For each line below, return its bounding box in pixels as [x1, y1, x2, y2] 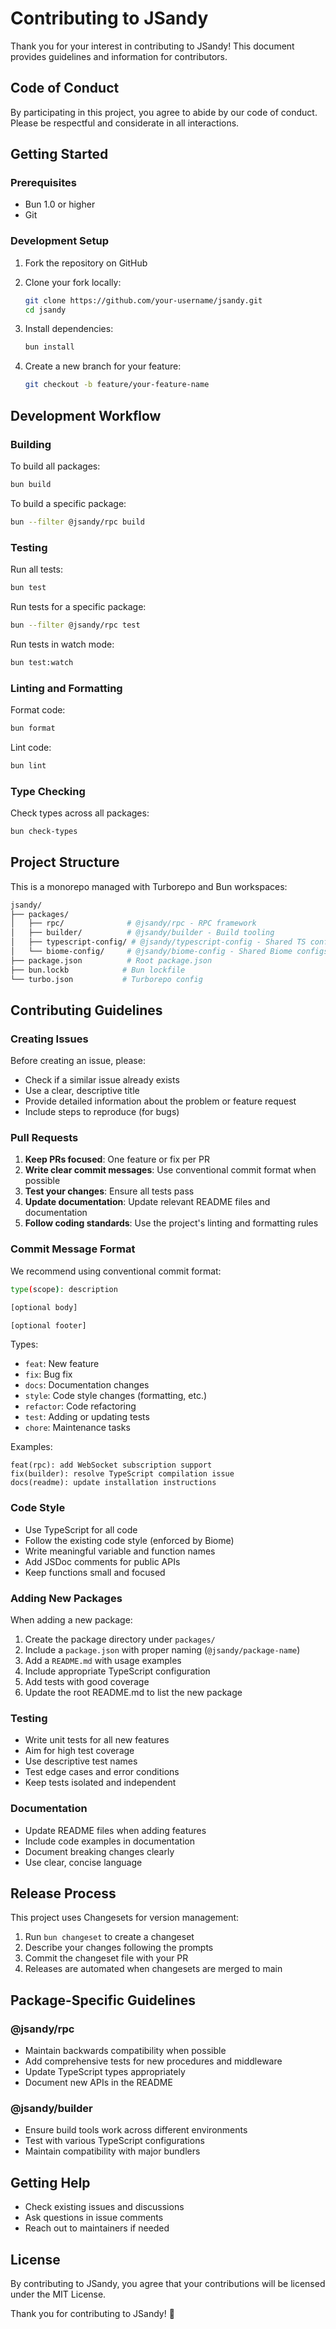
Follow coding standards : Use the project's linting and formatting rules [24, 1217, 319, 1229]
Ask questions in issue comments [24, 2212, 164, 2224]
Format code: [10, 703, 66, 716]
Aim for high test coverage [24, 1745, 135, 1757]
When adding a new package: [10, 1614, 133, 1626]
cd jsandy [24, 305, 67, 315]
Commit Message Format [10, 1242, 136, 1256]
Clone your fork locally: [24, 276, 122, 288]
